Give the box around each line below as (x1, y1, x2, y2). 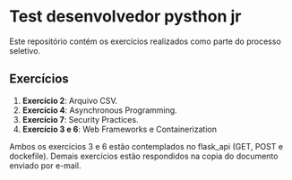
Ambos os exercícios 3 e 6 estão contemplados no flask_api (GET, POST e (9, 141, 284, 151)
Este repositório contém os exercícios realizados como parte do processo (9, 36, 282, 47)
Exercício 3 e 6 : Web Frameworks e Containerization (21, 124, 218, 134)
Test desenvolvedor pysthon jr (9, 6, 242, 27)
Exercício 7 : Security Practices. (21, 114, 139, 124)
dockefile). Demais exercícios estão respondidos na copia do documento (9, 150, 279, 161)
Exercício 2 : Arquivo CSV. (21, 95, 118, 106)
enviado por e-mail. (9, 159, 82, 171)
